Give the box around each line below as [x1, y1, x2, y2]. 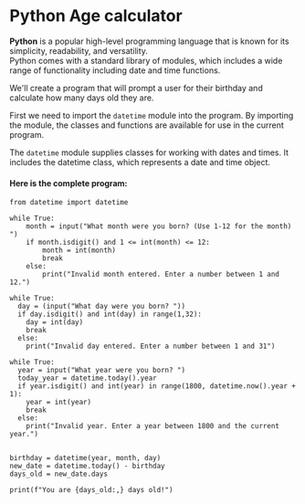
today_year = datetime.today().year [17, 373, 157, 383]
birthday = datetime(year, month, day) [9, 454, 162, 463]
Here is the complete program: [9, 177, 128, 188]
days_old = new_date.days [9, 469, 108, 479]
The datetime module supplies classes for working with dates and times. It [9, 147, 289, 158]
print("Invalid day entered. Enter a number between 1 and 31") [26, 341, 276, 352]
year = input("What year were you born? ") [17, 366, 185, 375]
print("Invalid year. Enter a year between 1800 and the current [26, 422, 280, 431]
